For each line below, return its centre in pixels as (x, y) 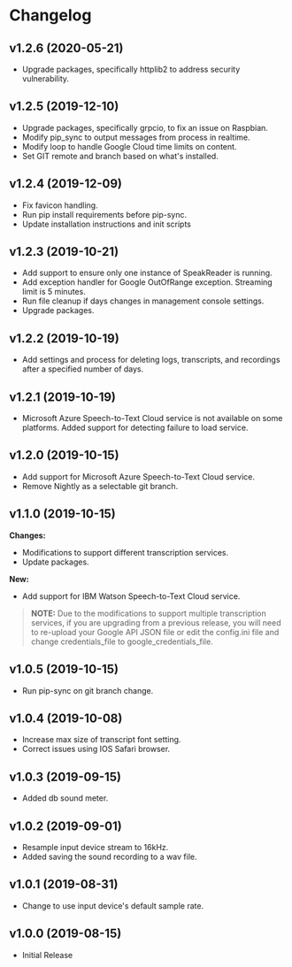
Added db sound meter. (65, 798)
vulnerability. (45, 79)
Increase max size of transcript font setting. (101, 740)
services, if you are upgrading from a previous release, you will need (156, 622)
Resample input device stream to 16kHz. (95, 847)
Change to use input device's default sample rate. (113, 906)
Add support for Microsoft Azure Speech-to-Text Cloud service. (138, 476)
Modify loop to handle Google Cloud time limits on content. (129, 146)
